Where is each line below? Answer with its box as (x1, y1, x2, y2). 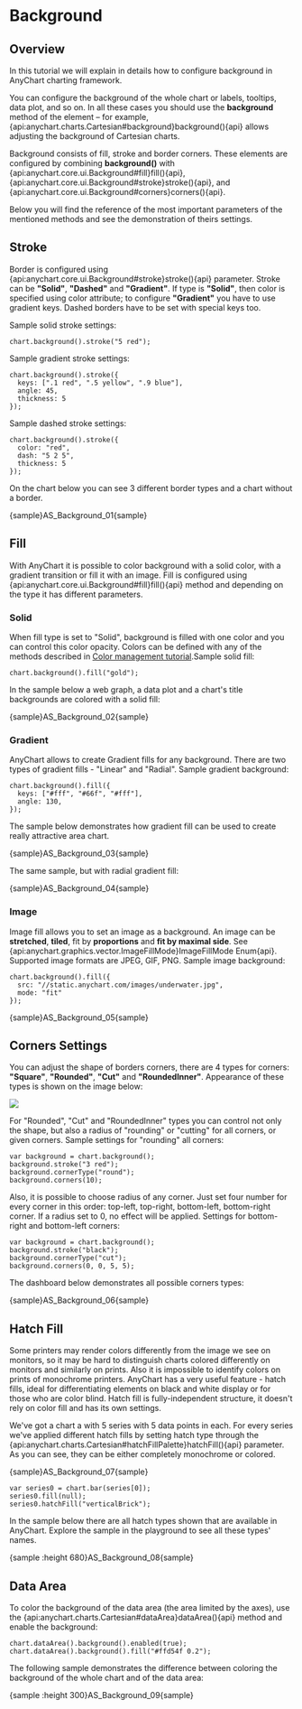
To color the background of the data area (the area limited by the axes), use (9, 1602, 290, 1612)
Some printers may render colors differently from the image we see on (9, 1345, 270, 1356)
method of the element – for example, (9, 112, 149, 122)
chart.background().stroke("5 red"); (9, 337, 151, 346)
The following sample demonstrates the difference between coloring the (9, 1662, 278, 1673)
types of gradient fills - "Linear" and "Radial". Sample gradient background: (9, 764, 289, 775)
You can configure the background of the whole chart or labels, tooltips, (9, 92, 277, 103)
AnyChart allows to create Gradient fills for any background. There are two (9, 755, 287, 766)
